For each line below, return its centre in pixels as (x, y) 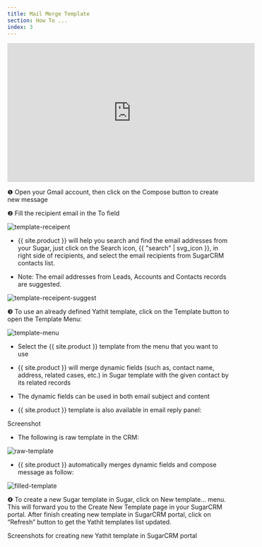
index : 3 (20, 27)
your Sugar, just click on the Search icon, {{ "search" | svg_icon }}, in (118, 248)
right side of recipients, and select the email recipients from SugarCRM (121, 256)
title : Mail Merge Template (49, 14)
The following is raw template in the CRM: (78, 438)
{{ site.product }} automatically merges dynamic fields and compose (117, 465)
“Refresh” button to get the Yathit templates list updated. (89, 522)
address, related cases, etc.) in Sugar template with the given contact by (123, 375)
